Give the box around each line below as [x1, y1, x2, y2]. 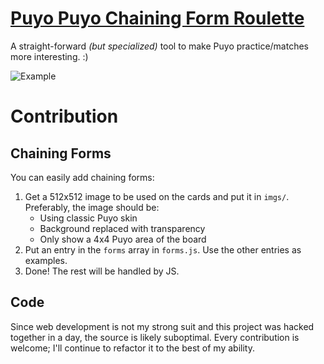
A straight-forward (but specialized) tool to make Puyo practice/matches [10, 40, 309, 52]
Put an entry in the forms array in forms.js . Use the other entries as [24, 243, 302, 256]
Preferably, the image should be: [24, 201, 160, 213]
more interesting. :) [10, 50, 89, 62]
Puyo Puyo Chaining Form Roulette [10, 7, 305, 30]
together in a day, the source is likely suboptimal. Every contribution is [10, 331, 300, 343]
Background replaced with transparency [39, 222, 206, 234]
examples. [24, 254, 68, 266]
